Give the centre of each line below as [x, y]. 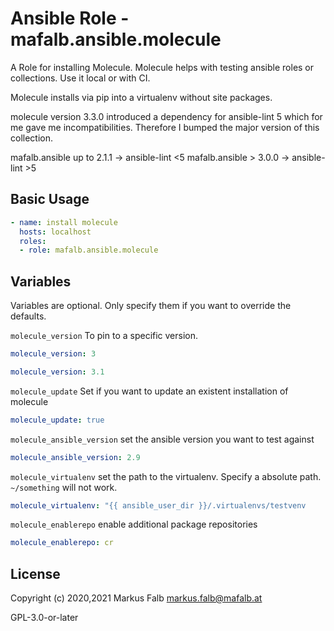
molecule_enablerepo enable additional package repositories [134, 524]
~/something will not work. [64, 487]
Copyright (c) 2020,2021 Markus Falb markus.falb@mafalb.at [136, 598]
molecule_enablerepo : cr [62, 543]
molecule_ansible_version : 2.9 [75, 457]
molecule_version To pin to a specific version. [104, 336]
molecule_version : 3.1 [57, 372]
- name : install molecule [64, 222]
